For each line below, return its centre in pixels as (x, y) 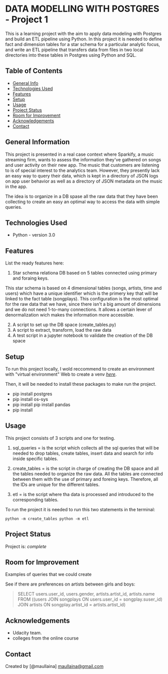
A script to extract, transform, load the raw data (62, 330)
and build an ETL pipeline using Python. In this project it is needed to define (84, 39)
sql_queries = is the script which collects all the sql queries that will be (86, 447)
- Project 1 (27, 19)
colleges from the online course (46, 638)
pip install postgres (32, 394)
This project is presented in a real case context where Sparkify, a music (80, 154)
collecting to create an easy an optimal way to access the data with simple (82, 201)
